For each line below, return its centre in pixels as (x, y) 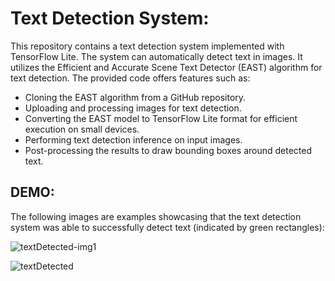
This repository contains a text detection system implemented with (147, 46)
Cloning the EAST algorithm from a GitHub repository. (135, 97)
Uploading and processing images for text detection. (133, 108)
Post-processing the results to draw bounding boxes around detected (168, 150)
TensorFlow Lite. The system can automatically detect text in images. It (156, 56)
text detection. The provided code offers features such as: (130, 78)
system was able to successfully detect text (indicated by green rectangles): (167, 227)
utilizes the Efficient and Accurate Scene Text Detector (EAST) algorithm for (166, 67)
